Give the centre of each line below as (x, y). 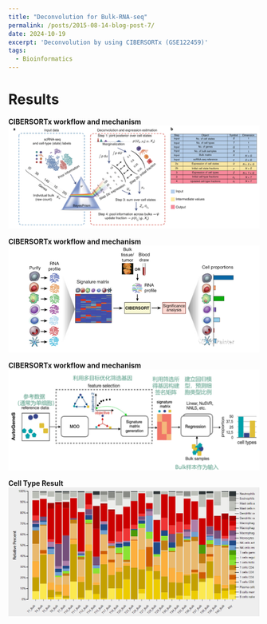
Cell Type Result (36, 483)
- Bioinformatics (44, 59)
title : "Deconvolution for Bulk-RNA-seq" (78, 17)
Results (34, 99)
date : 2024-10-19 (37, 34)
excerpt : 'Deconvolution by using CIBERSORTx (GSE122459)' (108, 42)
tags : (17, 51)
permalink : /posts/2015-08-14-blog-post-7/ (82, 25)
